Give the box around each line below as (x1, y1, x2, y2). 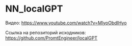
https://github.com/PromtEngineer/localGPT (5, 35, 98, 41)
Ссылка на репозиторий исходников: (5, 29, 86, 35)
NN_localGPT (5, 3, 63, 15)
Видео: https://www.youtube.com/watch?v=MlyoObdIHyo (5, 20, 127, 26)
